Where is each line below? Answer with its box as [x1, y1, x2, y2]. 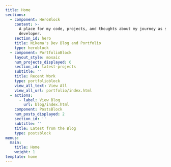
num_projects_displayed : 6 [14, 60, 72, 65]
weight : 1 [14, 150, 36, 155]
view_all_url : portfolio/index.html [14, 88, 93, 93]
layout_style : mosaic [14, 54, 60, 60]
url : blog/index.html [23, 102, 70, 107]
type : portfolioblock [14, 78, 60, 83]
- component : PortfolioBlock [10, 50, 72, 55]
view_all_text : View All [14, 83, 67, 88]
